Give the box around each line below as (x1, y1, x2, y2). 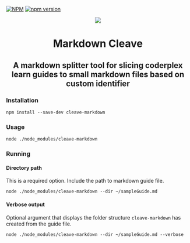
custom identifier (66, 78, 130, 88)
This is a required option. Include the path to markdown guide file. (6, 177, 164, 184)
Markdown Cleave (52, 37, 143, 50)
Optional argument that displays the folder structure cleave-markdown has (6, 214, 181, 221)
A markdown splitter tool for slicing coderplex (13, 60, 183, 70)
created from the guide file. (6, 220, 72, 227)
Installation (6, 96, 39, 104)
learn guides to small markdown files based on (11, 69, 185, 79)
